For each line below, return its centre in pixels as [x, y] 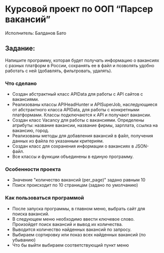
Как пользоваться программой [45, 198]
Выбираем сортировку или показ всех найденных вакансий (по [79, 234]
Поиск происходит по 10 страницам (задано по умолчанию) [75, 185]
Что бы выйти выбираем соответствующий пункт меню [70, 245]
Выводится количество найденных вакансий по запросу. [72, 229]
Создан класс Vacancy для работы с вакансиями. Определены [78, 120]
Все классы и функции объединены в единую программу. [73, 157]
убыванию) [24, 240]
